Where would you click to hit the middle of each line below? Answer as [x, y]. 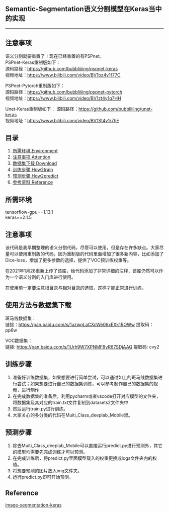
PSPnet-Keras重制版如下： [33, 62]
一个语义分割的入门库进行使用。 [43, 277]
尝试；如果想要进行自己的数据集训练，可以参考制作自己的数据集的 [85, 383]
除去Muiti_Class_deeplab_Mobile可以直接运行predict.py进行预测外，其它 [87, 445]
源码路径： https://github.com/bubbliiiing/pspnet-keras [62, 68]
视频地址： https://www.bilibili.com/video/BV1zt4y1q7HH [63, 98]
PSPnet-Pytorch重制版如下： [35, 85]
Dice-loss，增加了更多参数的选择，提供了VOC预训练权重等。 [68, 260]
